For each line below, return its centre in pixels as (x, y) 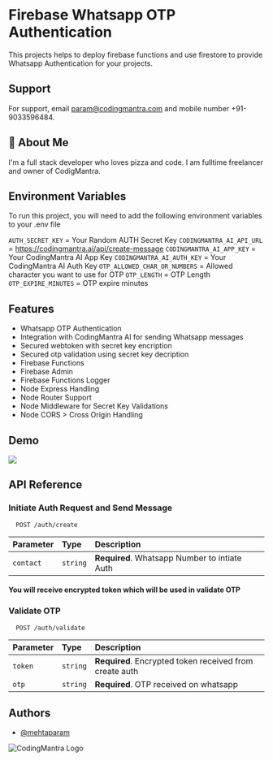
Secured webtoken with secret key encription (96, 346)
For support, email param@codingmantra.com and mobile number (119, 108)
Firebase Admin (46, 372)
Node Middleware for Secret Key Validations (94, 406)
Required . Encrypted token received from (174, 661)
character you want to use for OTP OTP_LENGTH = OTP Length (110, 275)
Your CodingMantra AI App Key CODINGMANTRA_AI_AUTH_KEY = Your (117, 257)
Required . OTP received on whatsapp (166, 684)
